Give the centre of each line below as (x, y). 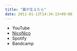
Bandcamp (23, 43)
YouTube (21, 28)
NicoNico (21, 33)
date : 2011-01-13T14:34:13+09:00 (39, 14)
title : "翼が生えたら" (26, 9)
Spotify (19, 38)
